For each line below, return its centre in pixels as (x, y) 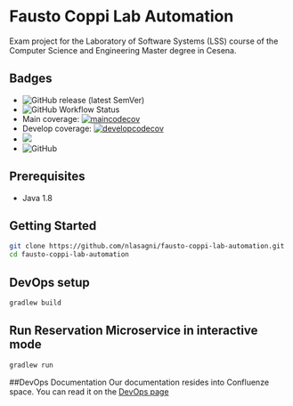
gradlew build (36, 303)
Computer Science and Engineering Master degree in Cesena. (123, 50)
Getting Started (53, 226)
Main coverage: (51, 118)
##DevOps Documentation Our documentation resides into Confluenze (139, 382)
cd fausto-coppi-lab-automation (69, 255)
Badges (31, 79)
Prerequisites (47, 177)
